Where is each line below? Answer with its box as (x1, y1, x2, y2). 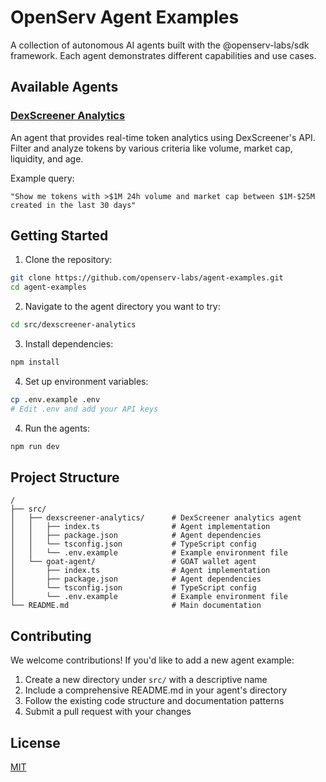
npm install (10, 357, 60, 368)
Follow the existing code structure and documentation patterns (24, 695, 285, 707)
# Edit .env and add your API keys (10, 404, 159, 414)
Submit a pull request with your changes (24, 706, 192, 718)
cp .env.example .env (10, 394, 101, 405)
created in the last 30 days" (10, 200, 137, 210)
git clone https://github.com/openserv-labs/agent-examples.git (10, 273, 284, 283)
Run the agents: (24, 422, 90, 434)
